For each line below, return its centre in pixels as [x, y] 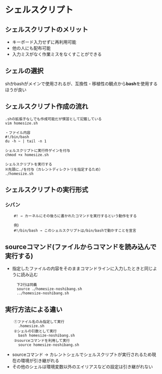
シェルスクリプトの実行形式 [47, 190]
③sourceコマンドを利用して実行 [42, 340]
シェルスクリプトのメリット [47, 29]
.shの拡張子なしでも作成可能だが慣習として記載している [54, 119]
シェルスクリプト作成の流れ [47, 107]
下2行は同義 [27, 285]
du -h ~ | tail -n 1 [26, 141]
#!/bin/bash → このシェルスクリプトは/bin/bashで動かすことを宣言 [75, 231]
